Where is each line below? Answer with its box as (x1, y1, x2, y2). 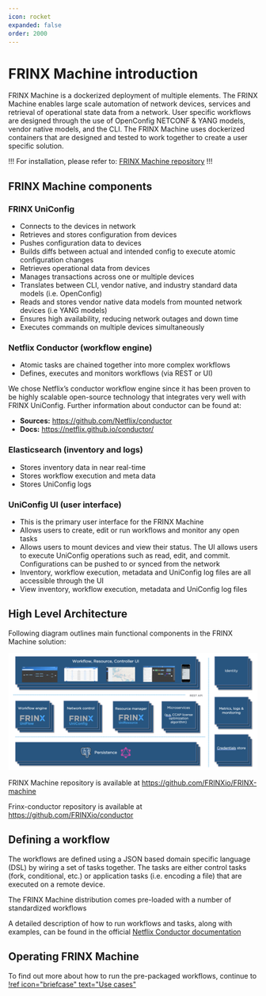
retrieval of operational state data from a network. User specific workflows (8, 108, 252, 117)
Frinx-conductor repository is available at (8, 801, 142, 811)
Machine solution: (8, 636, 66, 646)
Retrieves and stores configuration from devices (19, 230, 177, 239)
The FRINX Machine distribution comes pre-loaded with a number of (8, 895, 232, 904)
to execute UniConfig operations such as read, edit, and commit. (19, 551, 231, 560)
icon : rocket (8, 13, 51, 21)
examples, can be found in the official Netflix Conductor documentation (8, 927, 241, 937)
